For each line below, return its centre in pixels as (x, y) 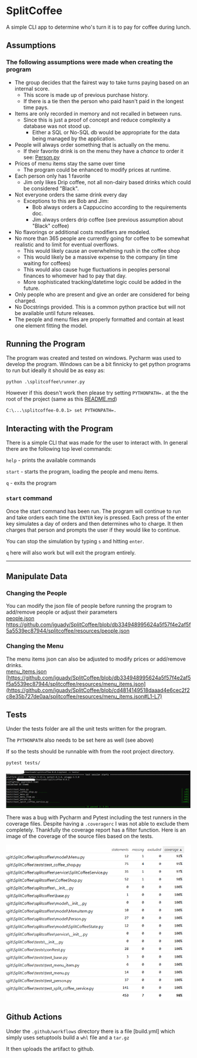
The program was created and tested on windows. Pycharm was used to (94, 358)
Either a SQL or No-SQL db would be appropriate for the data (106, 132)
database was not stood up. (57, 126)
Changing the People (37, 593)
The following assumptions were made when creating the (89, 62)
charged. (26, 300)
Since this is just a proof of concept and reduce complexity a (97, 120)
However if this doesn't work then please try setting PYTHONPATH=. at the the (97, 393)
